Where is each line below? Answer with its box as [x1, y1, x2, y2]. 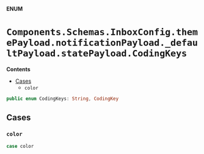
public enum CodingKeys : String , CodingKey [6, 96, 119, 102]
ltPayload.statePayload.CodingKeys [6, 48, 188, 60]
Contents [6, 65, 31, 72]
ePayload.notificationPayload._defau [6, 37, 199, 49]
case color [6, 143, 34, 149]
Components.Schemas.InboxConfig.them [6, 27, 199, 38]
